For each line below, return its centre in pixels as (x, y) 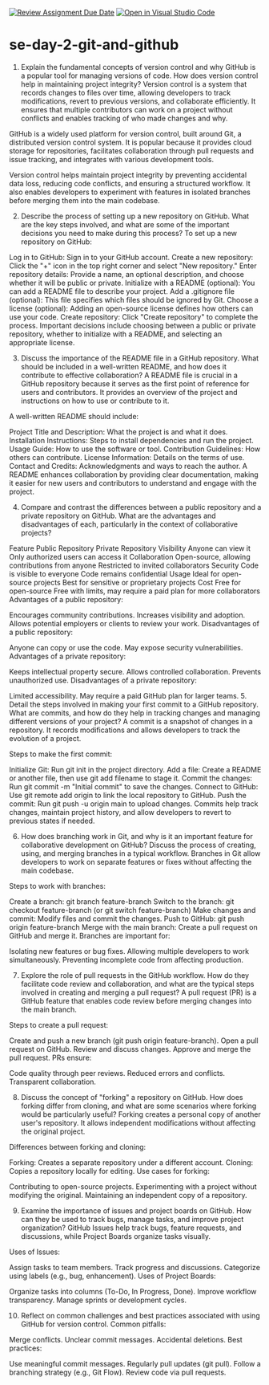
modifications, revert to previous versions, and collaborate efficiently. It (138, 101)
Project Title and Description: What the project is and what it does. (118, 432)
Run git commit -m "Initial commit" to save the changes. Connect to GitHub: (134, 786)
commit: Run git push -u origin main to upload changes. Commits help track (134, 804)
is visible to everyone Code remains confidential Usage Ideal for (114, 573)
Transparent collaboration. (53, 1082)
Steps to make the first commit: (61, 754)
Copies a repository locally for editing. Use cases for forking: (110, 1171)
